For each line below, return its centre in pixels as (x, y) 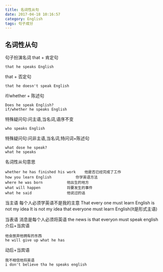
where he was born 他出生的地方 (47, 183)
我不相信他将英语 (20, 260)
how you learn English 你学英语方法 (51, 177)
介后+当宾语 (17, 226)
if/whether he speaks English (36, 110)
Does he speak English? (30, 105)
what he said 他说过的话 (45, 193)
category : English (24, 19)
